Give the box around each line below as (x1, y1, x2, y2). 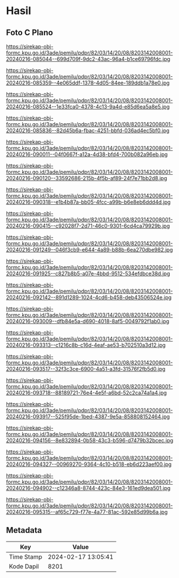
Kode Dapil (9, 562, 39, 570)
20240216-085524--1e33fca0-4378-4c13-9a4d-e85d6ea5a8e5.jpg (6, 103, 170, 110)
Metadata (6, 525, 42, 535)
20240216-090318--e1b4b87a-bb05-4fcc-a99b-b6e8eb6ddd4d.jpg (6, 198, 171, 205)
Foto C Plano (6, 28, 53, 38)
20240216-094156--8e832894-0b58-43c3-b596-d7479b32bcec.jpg (6, 437, 174, 444)
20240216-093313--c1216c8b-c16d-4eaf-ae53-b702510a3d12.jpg (6, 342, 166, 349)
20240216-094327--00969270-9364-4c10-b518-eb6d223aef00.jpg (6, 461, 172, 468)
